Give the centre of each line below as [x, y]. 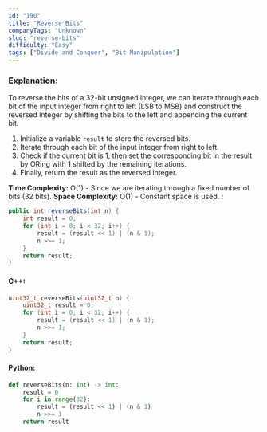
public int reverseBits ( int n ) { [64, 211]
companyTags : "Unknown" [48, 30]
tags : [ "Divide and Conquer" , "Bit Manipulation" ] [94, 53]
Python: [22, 368]
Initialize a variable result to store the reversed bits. [105, 139]
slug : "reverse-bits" [44, 38]
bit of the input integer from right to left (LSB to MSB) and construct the [125, 106]
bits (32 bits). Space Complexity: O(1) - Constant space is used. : [116, 197]
